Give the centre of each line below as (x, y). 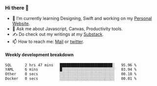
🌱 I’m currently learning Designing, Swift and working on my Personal (82, 19)
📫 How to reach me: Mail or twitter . (48, 42)
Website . (21, 23)
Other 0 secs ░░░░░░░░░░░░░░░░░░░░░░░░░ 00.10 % (71, 74)
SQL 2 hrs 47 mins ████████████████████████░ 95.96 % (71, 65)
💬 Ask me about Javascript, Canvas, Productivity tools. (67, 29)
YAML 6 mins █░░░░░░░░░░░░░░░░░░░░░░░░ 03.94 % (71, 70)
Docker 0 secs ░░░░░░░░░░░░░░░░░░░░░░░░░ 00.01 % (71, 79)
